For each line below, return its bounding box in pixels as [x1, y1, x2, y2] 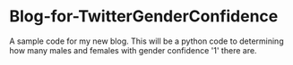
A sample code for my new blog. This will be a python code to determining [9, 36, 284, 46]
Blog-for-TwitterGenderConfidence [9, 6, 279, 27]
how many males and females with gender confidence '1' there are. [9, 45, 257, 55]
